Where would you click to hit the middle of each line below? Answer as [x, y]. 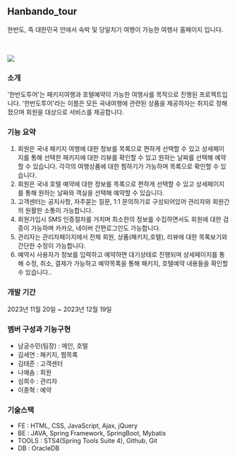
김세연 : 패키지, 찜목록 [48, 355]
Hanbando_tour [42, 12]
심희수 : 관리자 [37, 381]
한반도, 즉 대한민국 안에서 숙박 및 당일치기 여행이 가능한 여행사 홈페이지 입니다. [115, 29]
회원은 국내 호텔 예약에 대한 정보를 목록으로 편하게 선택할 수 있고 [106, 184]
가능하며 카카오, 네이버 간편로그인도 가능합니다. [96, 228]
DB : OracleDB [38, 448]
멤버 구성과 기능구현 [39, 329]
